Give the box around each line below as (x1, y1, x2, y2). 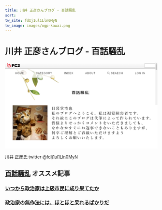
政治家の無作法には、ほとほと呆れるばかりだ (5, 199, 109, 206)
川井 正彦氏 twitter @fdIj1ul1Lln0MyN (5, 154, 78, 160)
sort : (5, 13, 16, 18)
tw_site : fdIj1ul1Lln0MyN (5, 18, 57, 23)
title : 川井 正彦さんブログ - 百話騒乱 (5, 8, 76, 13)
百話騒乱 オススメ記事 (5, 169, 70, 178)
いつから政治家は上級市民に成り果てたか (5, 185, 99, 192)
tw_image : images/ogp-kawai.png (5, 23, 70, 28)
